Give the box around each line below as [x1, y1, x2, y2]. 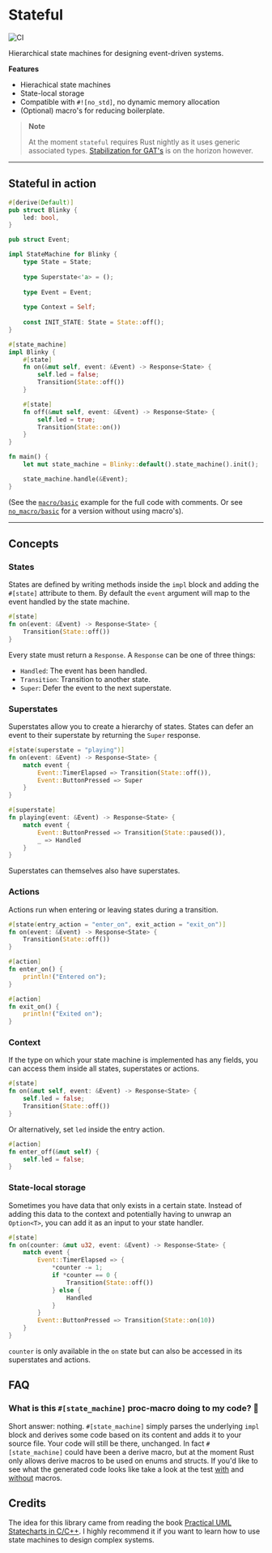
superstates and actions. [8, 1354, 91, 1365]
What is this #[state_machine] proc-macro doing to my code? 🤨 [8, 1403, 259, 1414]
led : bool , [23, 214, 60, 222]
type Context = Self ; [23, 303, 96, 312]
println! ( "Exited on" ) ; [23, 1010, 104, 1018]
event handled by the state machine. [8, 597, 130, 606]
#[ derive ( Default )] [8, 198, 74, 206]
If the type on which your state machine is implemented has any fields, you [8, 1055, 259, 1065]
